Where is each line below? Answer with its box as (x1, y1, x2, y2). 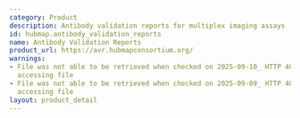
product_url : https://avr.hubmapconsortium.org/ (9, 46, 194, 55)
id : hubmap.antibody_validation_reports (9, 29, 162, 38)
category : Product (9, 12, 78, 22)
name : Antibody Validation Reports (9, 37, 142, 47)
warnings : (9, 54, 46, 63)
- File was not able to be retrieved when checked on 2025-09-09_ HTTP (9, 79, 281, 88)
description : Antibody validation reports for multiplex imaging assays (9, 21, 286, 30)
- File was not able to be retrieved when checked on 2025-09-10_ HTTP (9, 63, 281, 72)
